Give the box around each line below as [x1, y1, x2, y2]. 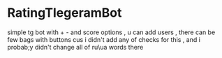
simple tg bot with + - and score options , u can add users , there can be [7, 28, 216, 36]
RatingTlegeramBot [7, 5, 122, 21]
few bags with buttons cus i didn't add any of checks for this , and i [7, 35, 201, 43]
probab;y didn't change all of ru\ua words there [7, 43, 144, 51]
